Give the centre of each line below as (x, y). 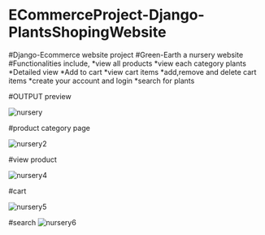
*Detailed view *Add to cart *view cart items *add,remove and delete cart (132, 72)
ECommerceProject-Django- (106, 15)
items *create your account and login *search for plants (102, 81)
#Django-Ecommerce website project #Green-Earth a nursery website (126, 54)
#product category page (50, 128)
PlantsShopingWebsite (87, 32)
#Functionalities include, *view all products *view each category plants (127, 63)
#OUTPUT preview (40, 96)
